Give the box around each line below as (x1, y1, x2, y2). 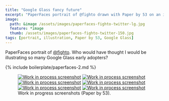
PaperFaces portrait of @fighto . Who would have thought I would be (5, 49, 147, 55)
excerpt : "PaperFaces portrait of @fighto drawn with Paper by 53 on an (5, 12, 161, 17)
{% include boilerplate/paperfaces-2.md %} (5, 64, 97, 70)
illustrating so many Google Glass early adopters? (5, 54, 108, 60)
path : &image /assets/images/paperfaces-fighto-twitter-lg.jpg (10, 21, 145, 27)
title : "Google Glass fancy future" (5, 7, 82, 13)
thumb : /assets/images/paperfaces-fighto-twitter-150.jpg (10, 31, 134, 36)
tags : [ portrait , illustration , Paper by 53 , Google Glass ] (5, 36, 134, 41)
